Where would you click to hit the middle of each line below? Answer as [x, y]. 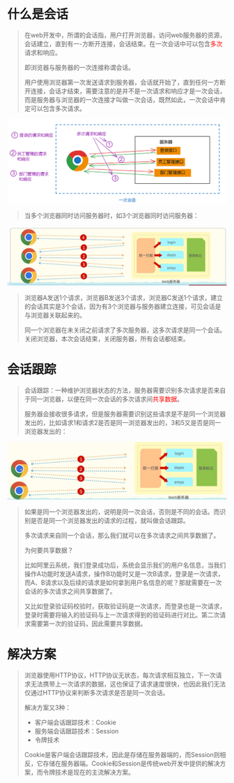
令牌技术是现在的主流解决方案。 [88, 772]
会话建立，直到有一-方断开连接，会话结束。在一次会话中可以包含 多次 [123, 43]
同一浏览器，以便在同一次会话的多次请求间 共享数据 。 [107, 399]
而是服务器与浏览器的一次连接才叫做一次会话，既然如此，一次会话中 [122, 99]
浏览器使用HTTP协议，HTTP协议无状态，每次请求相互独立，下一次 [120, 675]
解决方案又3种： [48, 707]
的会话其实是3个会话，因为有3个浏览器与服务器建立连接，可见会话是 [123, 307]
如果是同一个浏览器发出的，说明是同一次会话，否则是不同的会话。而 [122, 512]
